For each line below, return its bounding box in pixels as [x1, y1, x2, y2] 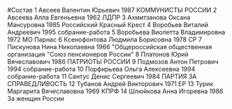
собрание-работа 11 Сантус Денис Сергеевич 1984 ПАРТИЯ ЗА [7, 72, 197, 81]
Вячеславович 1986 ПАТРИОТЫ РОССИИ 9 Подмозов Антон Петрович [7, 58, 219, 65]
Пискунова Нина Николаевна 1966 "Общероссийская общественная [7, 43, 212, 51]
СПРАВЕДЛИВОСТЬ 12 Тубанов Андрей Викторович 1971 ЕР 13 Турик [7, 80, 214, 87]
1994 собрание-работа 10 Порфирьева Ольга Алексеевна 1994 [7, 65, 196, 73]
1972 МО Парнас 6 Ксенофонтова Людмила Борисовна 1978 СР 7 [7, 35, 203, 44]
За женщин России [7, 94, 64, 103]
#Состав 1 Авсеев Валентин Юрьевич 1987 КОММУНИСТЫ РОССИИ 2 [7, 6, 217, 14]
